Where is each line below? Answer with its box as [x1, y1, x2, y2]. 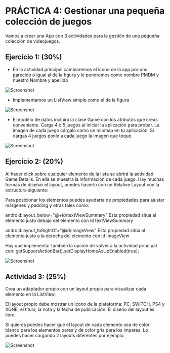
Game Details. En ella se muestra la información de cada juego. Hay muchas [5, 176, 164, 182]
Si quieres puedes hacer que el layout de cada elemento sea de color [5, 322, 150, 328]
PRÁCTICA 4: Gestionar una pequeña [5, 5, 165, 17]
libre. [5, 312, 16, 318]
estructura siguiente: [5, 187, 49, 193]
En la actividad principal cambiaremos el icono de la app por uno [12, 66, 148, 72]
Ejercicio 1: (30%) [5, 53, 62, 61]
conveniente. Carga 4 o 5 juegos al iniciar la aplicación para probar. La [12, 122, 160, 128]
